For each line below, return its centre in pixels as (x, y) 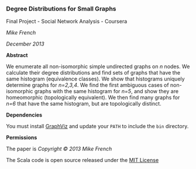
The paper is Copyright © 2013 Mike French (59, 149)
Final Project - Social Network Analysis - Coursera (67, 22)
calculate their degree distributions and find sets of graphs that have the (93, 73)
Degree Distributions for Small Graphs (61, 9)
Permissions (22, 138)
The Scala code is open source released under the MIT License (82, 160)
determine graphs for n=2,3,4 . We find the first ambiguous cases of (87, 85)
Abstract (17, 55)
